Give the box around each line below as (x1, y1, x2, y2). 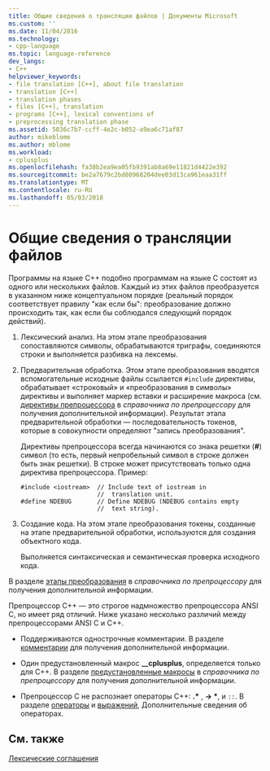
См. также (8, 732, 65, 746)
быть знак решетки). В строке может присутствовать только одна (20, 458, 250, 468)
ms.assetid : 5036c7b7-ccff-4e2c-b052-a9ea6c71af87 (8, 125, 184, 134)
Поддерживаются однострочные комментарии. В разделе (20, 633, 224, 643)
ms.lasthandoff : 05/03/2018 (8, 193, 104, 202)
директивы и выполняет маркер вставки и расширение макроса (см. (20, 391, 262, 401)
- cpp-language (8, 42, 60, 50)
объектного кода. (20, 536, 81, 545)
